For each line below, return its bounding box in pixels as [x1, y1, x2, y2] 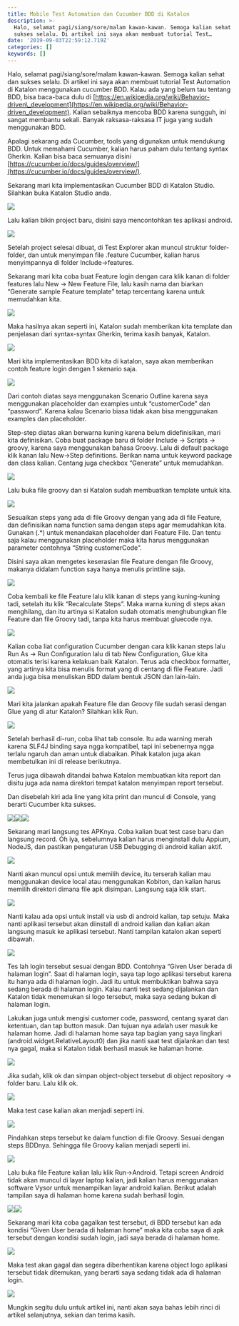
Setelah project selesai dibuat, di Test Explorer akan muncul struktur [7, 243, 208, 251]
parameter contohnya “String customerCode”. [7, 543, 142, 552]
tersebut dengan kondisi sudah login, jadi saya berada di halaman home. [7, 1233, 220, 1242]
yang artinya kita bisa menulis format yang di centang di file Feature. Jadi [7, 665, 223, 673]
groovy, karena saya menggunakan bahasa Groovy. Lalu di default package [7, 443, 229, 452]
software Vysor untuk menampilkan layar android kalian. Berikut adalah [7, 1183, 217, 1192]
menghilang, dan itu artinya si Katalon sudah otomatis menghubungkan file [7, 607, 227, 616]
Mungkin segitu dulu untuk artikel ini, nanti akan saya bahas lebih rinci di [7, 1302, 220, 1311]
